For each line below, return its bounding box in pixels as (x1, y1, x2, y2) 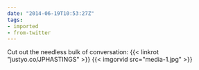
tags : (7, 16, 23, 23)
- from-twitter (7, 29, 51, 36)
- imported (7, 23, 39, 30)
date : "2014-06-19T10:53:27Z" (7, 10, 95, 17)
